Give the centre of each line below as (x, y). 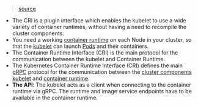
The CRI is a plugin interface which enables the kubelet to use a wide (99, 20)
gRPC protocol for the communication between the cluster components (102, 72)
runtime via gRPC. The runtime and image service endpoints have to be (102, 91)
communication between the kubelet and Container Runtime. (89, 59)
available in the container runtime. (55, 98)
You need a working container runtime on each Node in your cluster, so (102, 40)
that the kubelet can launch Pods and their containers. (80, 46)
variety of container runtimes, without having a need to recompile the (99, 27)
